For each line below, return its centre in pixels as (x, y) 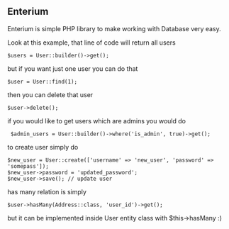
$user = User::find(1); (43, 82)
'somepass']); (28, 166)
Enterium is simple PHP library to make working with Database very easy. (114, 28)
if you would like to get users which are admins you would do (97, 121)
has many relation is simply (47, 191)
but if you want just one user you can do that (73, 68)
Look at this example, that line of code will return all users (91, 43)
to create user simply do (43, 147)
